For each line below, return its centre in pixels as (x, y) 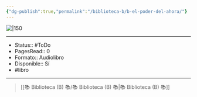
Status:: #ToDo (33, 45)
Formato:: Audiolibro (39, 57)
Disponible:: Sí (32, 63)
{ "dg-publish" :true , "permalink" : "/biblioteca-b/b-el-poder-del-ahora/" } (97, 11)
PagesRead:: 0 (32, 51)
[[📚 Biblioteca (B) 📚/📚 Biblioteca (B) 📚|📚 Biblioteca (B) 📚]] (95, 87)
